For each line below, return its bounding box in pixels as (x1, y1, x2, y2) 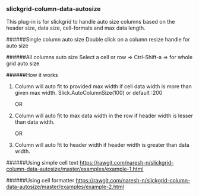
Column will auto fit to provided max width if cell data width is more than (14, 83, 192, 90)
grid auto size (6, 60, 40, 67)
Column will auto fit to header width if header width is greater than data (14, 142, 190, 149)
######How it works (6, 72, 58, 79)
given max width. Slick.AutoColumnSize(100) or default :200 (14, 89, 163, 97)
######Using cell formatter (6, 177, 75, 184)
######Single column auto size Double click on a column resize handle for (6, 36, 190, 43)
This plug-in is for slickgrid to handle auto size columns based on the (6, 18, 175, 25)
